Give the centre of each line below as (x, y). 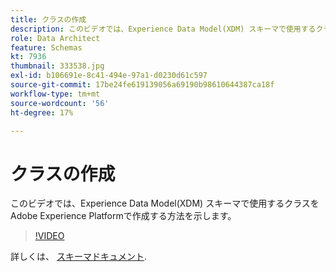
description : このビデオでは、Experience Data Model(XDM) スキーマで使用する (163, 29)
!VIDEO (49, 236)
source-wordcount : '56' (60, 103)
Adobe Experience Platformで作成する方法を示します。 (123, 216)
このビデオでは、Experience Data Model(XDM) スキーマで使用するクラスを (165, 203)
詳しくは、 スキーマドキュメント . (78, 257)
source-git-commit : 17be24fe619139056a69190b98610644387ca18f (142, 85)
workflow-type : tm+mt (55, 94)
